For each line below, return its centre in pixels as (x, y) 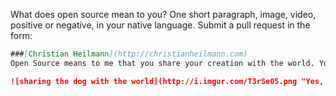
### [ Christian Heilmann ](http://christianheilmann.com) (129, 54)
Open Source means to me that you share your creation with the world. (162, 63)
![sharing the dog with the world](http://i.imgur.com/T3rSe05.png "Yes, (167, 81)
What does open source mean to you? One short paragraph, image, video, (163, 14)
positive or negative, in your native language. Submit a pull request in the (160, 25)
